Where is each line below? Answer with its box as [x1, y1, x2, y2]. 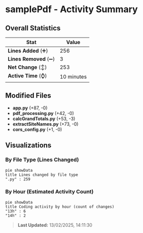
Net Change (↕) [8, 64, 47, 70]
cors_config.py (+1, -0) [12, 126, 62, 132]
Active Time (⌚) [8, 72, 47, 79]
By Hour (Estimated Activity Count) [5, 188, 94, 196]
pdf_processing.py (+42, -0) [12, 110, 75, 116]
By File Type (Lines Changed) [5, 156, 79, 163]
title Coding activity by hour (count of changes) [5, 204, 115, 209]
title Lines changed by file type [5, 172, 79, 177]
